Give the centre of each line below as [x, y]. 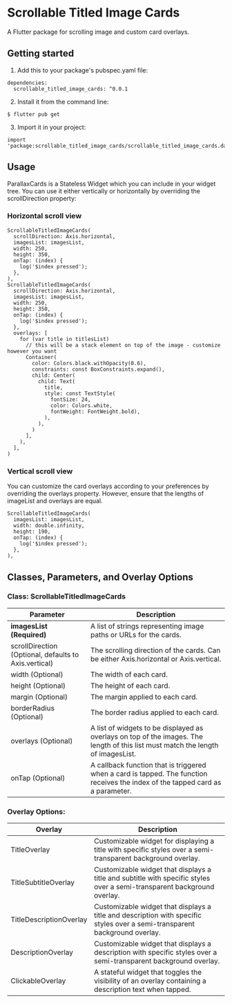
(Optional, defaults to [45, 654]
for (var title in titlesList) [65, 339]
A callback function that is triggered [148, 765]
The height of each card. [130, 685]
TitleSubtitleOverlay [42, 883]
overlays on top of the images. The [147, 737]
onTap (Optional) [38, 778]
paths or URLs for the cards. [136, 634]
